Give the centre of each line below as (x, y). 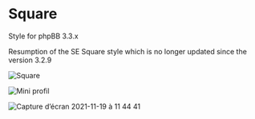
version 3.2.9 (30, 60)
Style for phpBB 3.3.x (43, 36)
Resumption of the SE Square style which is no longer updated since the (127, 51)
